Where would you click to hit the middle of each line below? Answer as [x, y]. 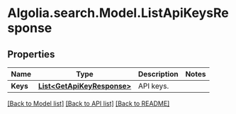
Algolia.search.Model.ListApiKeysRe [118, 13]
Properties [31, 54]
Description [158, 74]
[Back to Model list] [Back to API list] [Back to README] [89, 103]
